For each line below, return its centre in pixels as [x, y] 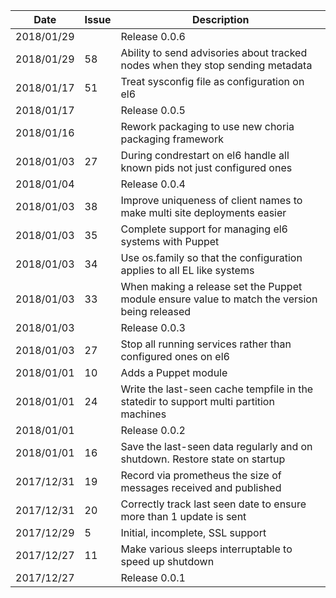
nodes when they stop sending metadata [216, 65]
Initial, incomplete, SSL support [193, 532]
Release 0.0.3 [153, 327]
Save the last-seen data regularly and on [216, 446]
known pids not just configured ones [206, 167]
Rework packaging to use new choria [207, 126]
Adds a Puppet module [174, 372]
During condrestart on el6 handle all [205, 155]
